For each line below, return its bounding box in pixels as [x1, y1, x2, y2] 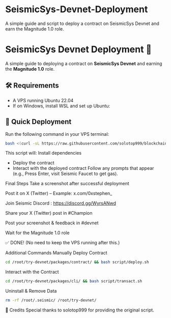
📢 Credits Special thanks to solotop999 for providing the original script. [5, 307, 154, 313]
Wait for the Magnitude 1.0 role [5, 230, 70, 236]
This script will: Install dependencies [5, 150, 82, 156]
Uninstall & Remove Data [5, 288, 57, 294]
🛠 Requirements [5, 81, 60, 90]
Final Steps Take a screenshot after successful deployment [5, 181, 130, 187]
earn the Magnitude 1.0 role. [5, 25, 65, 32]
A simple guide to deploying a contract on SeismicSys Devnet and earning [5, 60, 162, 67]
